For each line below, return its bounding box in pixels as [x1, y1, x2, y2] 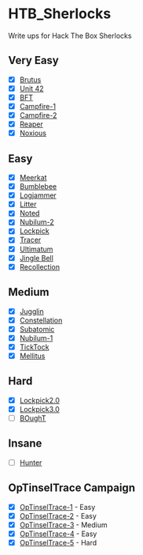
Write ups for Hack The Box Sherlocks [8, 31, 132, 40]
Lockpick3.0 [19, 404, 60, 413]
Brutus [19, 74, 42, 84]
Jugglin [19, 306, 45, 316]
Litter [19, 199, 37, 210]
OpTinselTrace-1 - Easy [19, 502, 96, 512]
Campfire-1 [19, 101, 57, 111]
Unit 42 [19, 84, 44, 93]
